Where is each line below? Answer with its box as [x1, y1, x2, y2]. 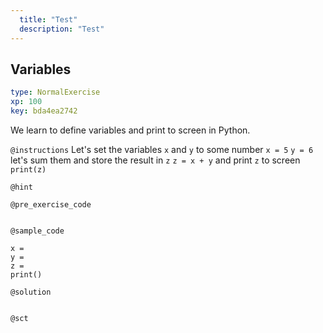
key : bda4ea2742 [10, 106, 78, 116]
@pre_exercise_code [10, 199, 92, 210]
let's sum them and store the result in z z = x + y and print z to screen [10, 154, 301, 166]
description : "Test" [19, 24, 105, 34]
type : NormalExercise [10, 87, 101, 98]
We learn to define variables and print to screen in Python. [10, 124, 251, 136]
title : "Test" [19, 14, 78, 25]
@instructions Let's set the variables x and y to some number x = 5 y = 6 [10, 143, 314, 155]
